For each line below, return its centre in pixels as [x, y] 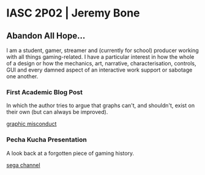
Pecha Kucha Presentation [47, 140]
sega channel [24, 165]
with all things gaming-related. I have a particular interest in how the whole [100, 57]
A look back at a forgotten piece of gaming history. [70, 153]
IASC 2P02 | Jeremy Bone [73, 13]
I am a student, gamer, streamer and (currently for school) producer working [102, 50]
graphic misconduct [32, 124]
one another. [22, 76]
